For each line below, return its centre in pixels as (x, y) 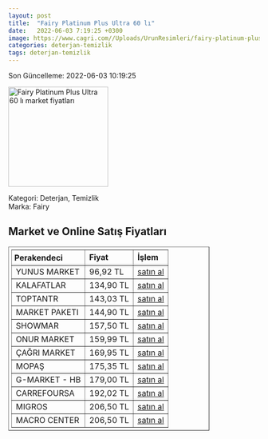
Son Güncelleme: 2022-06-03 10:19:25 (73, 76)
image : (19, 38)
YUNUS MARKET (47, 271)
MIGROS (32, 406)
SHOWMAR (37, 325)
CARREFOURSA (45, 393)
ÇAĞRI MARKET (45, 353)
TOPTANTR (37, 298)
